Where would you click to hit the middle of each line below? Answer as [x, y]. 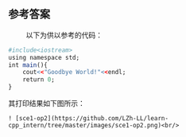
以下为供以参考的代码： [64, 35]
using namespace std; [44, 57]
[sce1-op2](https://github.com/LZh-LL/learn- [92, 119]
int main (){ [28, 65]
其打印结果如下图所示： [46, 104]
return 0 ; [39, 80]
